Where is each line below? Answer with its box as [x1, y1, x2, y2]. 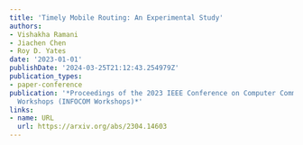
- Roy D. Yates [9, 47, 67, 56]
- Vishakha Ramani [9, 30, 78, 39]
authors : [9, 22, 42, 31]
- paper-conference [9, 80, 83, 89]
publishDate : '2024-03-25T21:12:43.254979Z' [9, 64, 179, 73]
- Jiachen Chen [9, 38, 67, 48]
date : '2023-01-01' [9, 55, 83, 64]
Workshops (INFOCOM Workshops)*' [17, 96, 143, 106]
